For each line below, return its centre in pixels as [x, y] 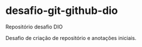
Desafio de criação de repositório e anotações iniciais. [71, 38]
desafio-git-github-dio [62, 11]
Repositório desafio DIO [34, 27]
